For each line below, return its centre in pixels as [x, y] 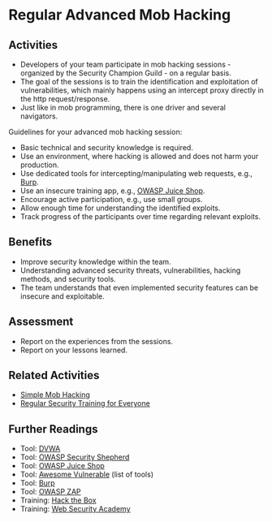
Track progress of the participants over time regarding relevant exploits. [140, 216]
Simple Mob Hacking [55, 395]
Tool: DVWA [40, 449]
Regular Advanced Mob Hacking [120, 15]
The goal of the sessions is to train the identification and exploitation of [139, 82]
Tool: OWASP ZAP [50, 492]
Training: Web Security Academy [76, 509]
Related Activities [54, 375]
